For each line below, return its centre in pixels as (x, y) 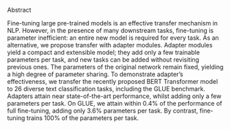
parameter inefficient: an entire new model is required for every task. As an (113, 38)
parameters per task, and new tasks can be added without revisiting (103, 60)
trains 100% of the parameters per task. (83, 118)
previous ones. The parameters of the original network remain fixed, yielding (115, 67)
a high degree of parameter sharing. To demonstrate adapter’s (95, 74)
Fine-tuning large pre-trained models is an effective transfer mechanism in (113, 23)
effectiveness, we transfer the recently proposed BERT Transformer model (113, 81)
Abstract (19, 10)
